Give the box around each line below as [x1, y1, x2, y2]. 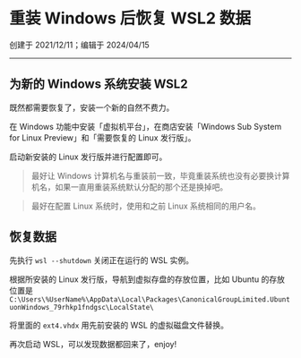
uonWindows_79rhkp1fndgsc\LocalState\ [9, 303, 154, 311]
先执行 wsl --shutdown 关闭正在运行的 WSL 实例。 [9, 254, 194, 265]
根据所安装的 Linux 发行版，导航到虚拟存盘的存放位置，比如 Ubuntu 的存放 [9, 274, 285, 285]
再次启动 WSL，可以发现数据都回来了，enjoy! [9, 338, 177, 349]
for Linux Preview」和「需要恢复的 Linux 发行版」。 [9, 132, 196, 143]
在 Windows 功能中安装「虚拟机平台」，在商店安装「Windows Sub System [9, 121, 282, 132]
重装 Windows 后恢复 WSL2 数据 [9, 8, 252, 29]
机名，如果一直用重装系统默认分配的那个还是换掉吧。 [30, 181, 228, 192]
